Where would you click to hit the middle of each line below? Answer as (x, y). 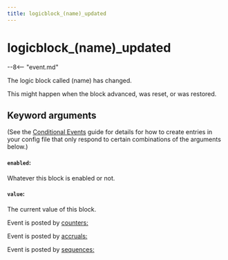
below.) (18, 147)
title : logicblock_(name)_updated (57, 13)
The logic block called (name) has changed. (70, 80)
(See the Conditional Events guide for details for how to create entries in (110, 132)
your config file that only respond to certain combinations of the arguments (114, 140)
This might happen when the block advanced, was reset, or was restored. (112, 93)
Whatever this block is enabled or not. (61, 178)
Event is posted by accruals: (47, 236)
